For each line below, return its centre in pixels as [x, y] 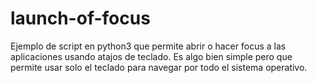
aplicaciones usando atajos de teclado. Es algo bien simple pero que [151, 56]
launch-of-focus [80, 18]
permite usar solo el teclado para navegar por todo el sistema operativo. [159, 67]
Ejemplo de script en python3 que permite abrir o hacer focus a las [148, 46]
